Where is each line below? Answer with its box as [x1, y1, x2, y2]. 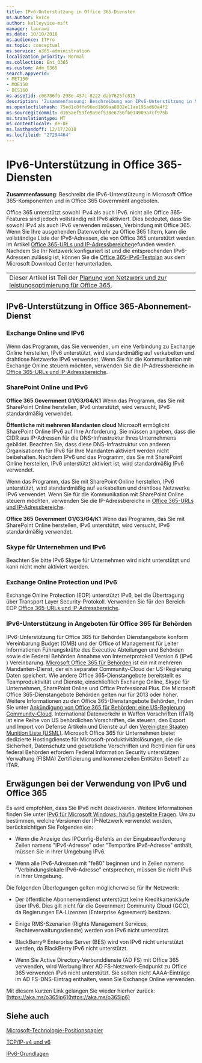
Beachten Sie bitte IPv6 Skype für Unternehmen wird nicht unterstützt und [6, 556, 191, 564]
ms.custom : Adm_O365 [6, 64, 58, 71]
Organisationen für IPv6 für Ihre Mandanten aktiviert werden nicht [6, 447, 170, 454]
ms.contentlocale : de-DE [6, 121, 69, 127]
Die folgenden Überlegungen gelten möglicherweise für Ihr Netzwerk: [6, 884, 179, 891]
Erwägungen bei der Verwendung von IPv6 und [6, 779, 188, 789]
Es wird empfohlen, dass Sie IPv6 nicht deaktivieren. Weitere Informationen [6, 804, 193, 811]
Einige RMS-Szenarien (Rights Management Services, [14, 920, 148, 927]
